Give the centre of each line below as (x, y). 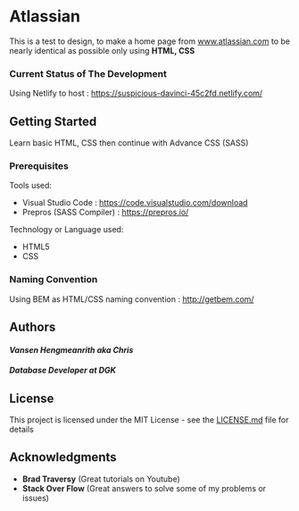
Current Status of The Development (88, 73)
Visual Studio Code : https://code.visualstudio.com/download (135, 203)
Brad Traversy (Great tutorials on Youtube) (101, 479)
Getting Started (53, 121)
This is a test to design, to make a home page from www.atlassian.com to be (149, 41)
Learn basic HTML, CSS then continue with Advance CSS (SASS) (129, 143)
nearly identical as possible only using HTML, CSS (102, 50)
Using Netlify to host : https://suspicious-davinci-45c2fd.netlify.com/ (136, 93)
